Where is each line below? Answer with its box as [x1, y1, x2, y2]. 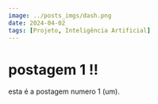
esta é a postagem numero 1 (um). [8, 87, 121, 96]
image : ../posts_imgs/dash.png [8, 11, 112, 20]
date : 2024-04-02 [8, 19, 66, 27]
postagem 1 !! [8, 60, 99, 79]
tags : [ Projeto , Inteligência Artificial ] [8, 26, 151, 34]
